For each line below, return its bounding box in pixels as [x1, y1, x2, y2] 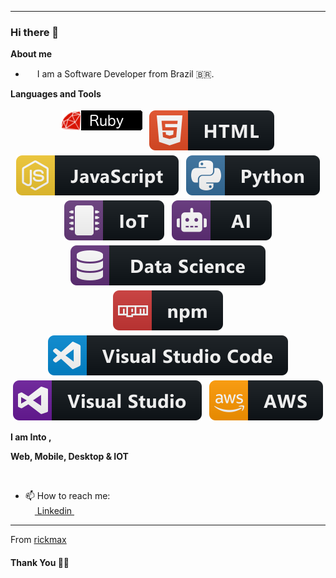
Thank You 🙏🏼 [10, 556, 70, 568]
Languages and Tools [10, 88, 102, 100]
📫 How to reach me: [24, 490, 111, 502]
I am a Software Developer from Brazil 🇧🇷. [36, 68, 215, 80]
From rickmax [10, 534, 67, 546]
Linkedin [36, 505, 73, 517]
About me [10, 48, 53, 60]
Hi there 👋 [10, 25, 60, 39]
